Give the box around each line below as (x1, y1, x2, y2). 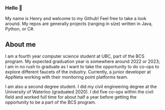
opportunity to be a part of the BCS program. (5, 99, 97, 105)
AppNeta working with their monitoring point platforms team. (5, 74, 129, 80)
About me (5, 40, 36, 49)
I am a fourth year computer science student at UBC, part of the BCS (5, 54, 145, 59)
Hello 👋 (5, 4, 23, 11)
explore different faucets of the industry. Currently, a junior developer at (5, 69, 151, 75)
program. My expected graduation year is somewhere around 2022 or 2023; (5, 58, 160, 64)
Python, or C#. (5, 26, 35, 32)
